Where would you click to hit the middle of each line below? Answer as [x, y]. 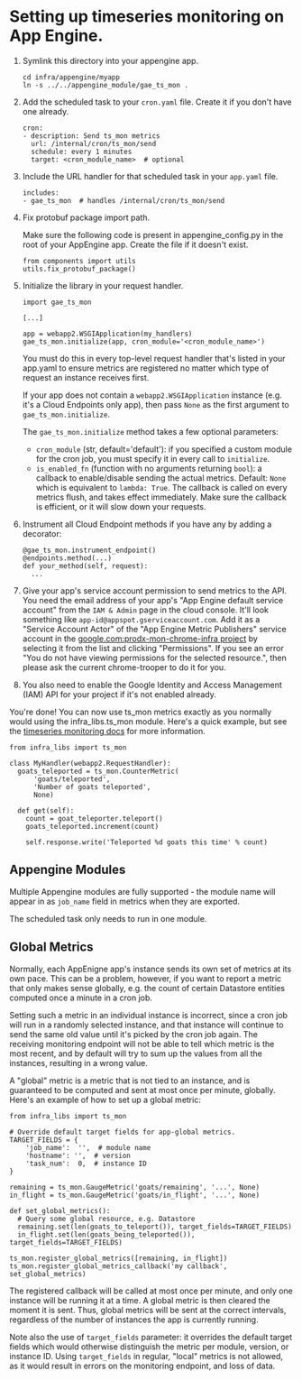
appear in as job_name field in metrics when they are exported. [125, 901]
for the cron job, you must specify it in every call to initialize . [153, 458]
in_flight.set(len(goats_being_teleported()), [106, 1234]
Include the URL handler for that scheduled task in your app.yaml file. [150, 176]
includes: [41, 193]
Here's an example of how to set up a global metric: [105, 1099]
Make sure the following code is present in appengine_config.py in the [153, 235]
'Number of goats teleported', [92, 787]
